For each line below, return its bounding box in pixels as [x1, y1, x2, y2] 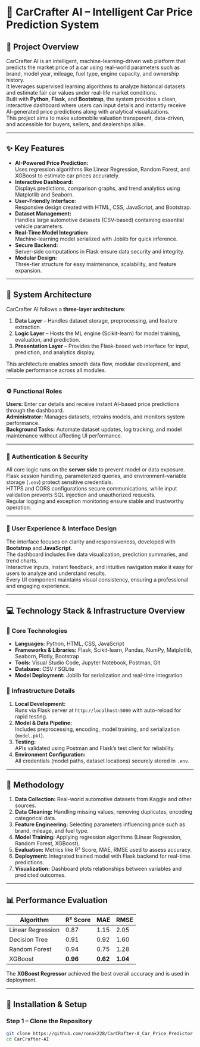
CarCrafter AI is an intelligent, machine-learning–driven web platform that [6, 58, 186, 64]
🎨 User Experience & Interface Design [6, 524, 117, 533]
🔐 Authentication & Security [6, 452, 88, 461]
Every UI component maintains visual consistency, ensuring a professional [6, 576, 189, 583]
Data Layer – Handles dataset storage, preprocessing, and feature [14, 317, 177, 324]
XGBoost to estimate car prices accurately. [14, 172, 120, 179]
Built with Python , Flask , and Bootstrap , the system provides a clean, [6, 95, 177, 102]
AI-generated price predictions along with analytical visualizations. [6, 108, 170, 115]
